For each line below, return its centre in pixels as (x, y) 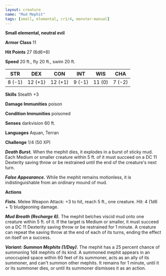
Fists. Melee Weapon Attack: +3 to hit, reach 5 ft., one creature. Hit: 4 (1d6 (81, 202)
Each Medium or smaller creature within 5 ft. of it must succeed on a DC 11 (81, 157)
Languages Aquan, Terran (32, 133)
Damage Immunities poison (34, 104)
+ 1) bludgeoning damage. (32, 207)
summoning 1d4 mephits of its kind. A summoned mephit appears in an (78, 252)
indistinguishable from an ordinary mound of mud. (56, 183)
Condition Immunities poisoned (38, 114)
